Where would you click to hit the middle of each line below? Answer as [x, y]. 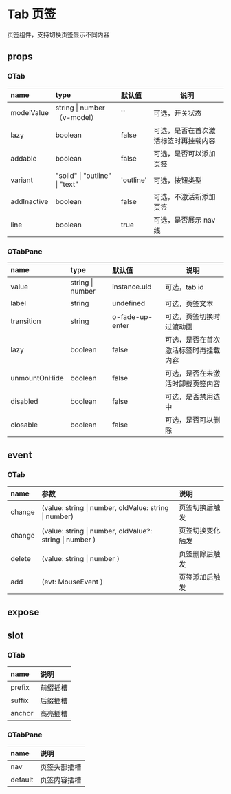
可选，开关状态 [178, 113]
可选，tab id [184, 287]
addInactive [30, 201]
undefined [129, 303]
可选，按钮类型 [178, 180]
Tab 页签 [32, 14]
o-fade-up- [133, 316]
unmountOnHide [37, 378]
